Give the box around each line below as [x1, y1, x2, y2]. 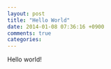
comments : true [7, 29, 52, 37]
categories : [7, 36, 42, 43]
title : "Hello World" [7, 17, 71, 24]
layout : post [7, 10, 45, 17]
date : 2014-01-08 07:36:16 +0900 [7, 23, 105, 30]
